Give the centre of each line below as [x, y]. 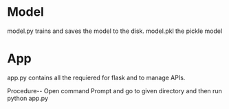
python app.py [28, 98]
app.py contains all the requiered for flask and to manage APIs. [96, 77]
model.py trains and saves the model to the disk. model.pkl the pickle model [115, 31]
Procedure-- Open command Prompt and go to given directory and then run [115, 90]
